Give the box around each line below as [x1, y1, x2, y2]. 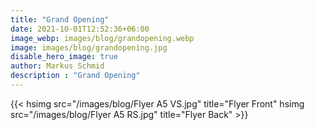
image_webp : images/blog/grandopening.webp [10, 33, 195, 43]
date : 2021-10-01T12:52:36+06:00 [10, 24, 150, 34]
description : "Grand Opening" [10, 71, 141, 81]
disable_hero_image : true [10, 52, 118, 62]
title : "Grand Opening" [10, 14, 110, 25]
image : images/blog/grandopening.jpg [10, 42, 168, 53]
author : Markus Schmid [10, 61, 105, 71]
